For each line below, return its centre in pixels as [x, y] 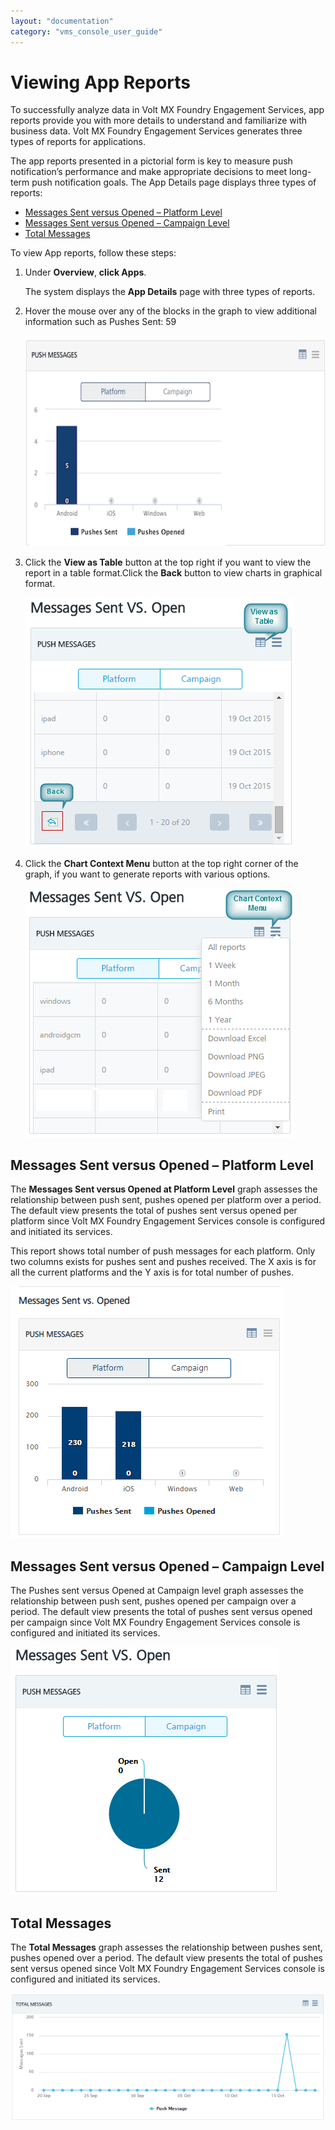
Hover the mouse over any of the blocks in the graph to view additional [171, 311]
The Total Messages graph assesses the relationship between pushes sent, [166, 1947]
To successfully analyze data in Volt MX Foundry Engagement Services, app [167, 110]
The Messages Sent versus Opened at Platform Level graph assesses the [164, 1189]
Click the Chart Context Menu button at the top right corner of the [161, 863]
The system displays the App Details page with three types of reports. [170, 292]
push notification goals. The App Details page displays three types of [174, 182]
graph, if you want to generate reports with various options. [147, 874]
